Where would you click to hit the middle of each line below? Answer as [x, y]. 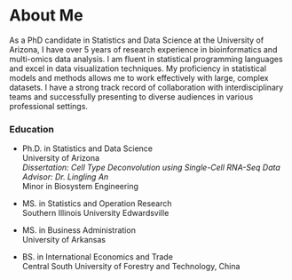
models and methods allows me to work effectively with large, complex [139, 77]
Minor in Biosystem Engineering [80, 187]
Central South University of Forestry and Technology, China [131, 267]
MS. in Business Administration [79, 230]
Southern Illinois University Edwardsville [95, 213]
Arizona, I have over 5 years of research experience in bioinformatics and [143, 49]
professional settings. [49, 106]
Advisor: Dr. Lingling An [65, 177]
